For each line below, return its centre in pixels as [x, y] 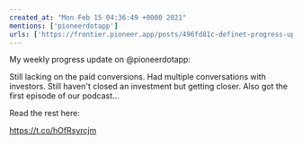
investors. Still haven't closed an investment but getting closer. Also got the [149, 87]
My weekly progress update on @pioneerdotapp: [100, 60]
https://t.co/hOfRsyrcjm [53, 131]
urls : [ [24, 34]
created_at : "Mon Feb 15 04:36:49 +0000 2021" [98, 17]
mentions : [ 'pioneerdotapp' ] [64, 26]
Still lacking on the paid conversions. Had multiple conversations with [138, 77]
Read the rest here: [45, 114]
